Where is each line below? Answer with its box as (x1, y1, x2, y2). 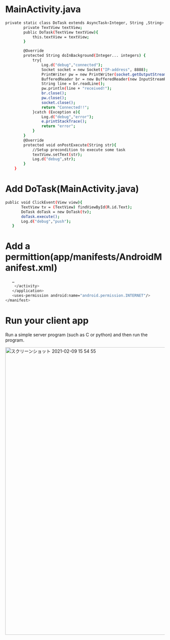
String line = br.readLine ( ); (41, 81, 105, 87)
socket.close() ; (41, 100, 76, 105)
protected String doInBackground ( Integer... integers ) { (23, 53, 146, 58)
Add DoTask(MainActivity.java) (5, 183, 139, 195)
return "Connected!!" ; (41, 105, 90, 110)
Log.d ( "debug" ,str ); (32, 157, 76, 162)
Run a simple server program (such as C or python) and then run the (5, 331, 148, 337)
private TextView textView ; (23, 25, 82, 30)
